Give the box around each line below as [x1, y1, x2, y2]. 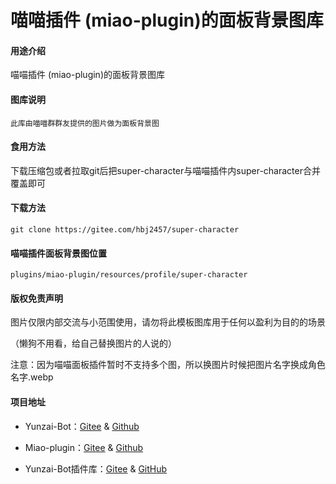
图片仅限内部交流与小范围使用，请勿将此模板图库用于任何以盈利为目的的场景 [10, 316, 326, 328]
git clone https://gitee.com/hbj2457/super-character [10, 225, 240, 235]
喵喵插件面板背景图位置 [10, 247, 107, 259]
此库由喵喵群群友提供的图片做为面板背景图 [10, 118, 160, 128]
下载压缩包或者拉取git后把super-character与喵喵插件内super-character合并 [10, 164, 321, 176]
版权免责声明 [10, 292, 63, 304]
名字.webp [10, 371, 54, 383]
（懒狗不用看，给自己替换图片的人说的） [10, 337, 177, 350]
